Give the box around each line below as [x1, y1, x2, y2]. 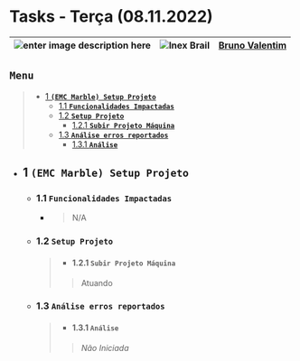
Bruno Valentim [218, 39, 287, 51]
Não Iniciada [80, 342, 129, 353]
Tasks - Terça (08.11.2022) [9, 6, 214, 27]
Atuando [80, 277, 113, 288]
